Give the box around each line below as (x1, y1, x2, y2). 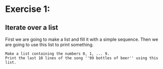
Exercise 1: (5, 3, 51, 15)
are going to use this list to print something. (5, 42, 94, 48)
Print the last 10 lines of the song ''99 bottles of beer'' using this (5, 56, 159, 61)
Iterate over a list (5, 23, 58, 32)
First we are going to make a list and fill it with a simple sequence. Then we (5, 36, 159, 42)
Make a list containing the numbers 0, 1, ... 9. (5, 51, 110, 56)
